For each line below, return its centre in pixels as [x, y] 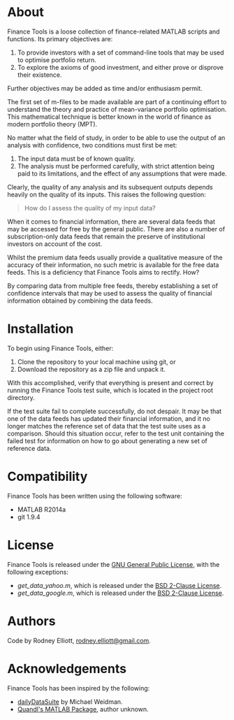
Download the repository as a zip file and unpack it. [92, 369]
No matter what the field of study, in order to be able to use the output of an [116, 138]
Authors [31, 621]
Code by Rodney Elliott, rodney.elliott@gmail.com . [79, 640]
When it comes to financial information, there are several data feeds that [111, 222]
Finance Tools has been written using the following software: [95, 496]
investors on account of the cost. [55, 244]
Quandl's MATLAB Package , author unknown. [83, 709]
